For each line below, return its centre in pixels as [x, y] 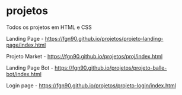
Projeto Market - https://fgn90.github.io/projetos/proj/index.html [84, 56]
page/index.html [26, 45]
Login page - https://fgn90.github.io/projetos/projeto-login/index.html [91, 85]
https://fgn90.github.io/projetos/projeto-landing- [104, 38]
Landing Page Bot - [30, 68]
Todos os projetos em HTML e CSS [49, 27]
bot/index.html [24, 74]
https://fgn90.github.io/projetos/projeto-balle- [111, 68]
